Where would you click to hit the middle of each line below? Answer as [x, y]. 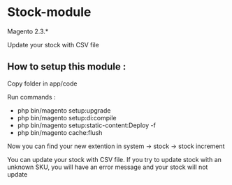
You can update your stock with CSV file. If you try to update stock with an [115, 159]
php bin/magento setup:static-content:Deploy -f [86, 125]
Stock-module [49, 12]
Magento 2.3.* [28, 31]
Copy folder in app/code [43, 83]
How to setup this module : [67, 67]
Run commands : [31, 97]
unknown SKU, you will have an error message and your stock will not [108, 167]
